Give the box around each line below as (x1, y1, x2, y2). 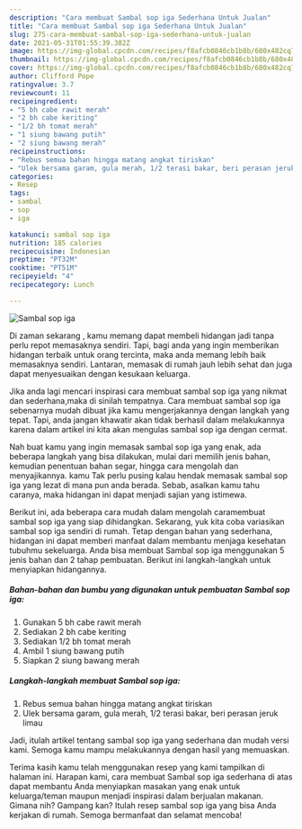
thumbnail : (9, 55, 50, 64)
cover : (9, 64, 34, 73)
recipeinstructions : (9, 147, 87, 156)
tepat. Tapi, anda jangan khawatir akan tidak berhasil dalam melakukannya (9, 414, 285, 425)
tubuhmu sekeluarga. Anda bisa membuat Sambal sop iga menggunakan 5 (9, 545, 285, 556)
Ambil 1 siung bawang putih (22, 645, 125, 656)
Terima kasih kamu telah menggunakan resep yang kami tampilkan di (9, 762, 265, 772)
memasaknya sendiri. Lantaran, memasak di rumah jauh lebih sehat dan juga (9, 359, 293, 370)
